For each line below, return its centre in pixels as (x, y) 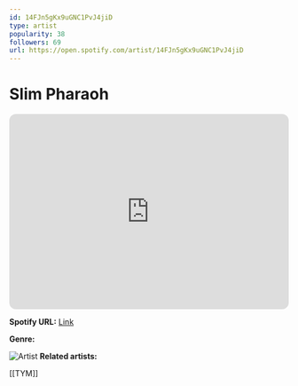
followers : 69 (35, 42)
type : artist (33, 26)
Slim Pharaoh (59, 95)
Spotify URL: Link (42, 322)
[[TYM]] (24, 374)
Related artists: (68, 357)
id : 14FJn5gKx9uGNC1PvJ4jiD (61, 17)
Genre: (22, 339)
